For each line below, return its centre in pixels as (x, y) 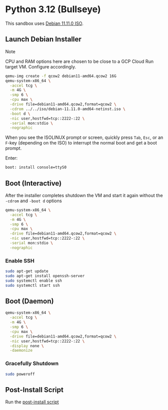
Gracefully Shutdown (32, 363)
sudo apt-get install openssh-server (45, 276)
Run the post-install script (32, 402)
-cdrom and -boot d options (34, 201)
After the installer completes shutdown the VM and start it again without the (84, 195)
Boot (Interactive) (33, 183)
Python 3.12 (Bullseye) (53, 9)
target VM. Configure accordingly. (41, 66)
